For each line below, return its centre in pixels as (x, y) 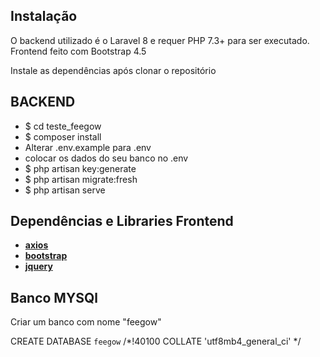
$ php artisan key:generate (80, 168)
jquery (38, 266)
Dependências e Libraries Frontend (122, 221)
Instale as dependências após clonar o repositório (113, 70)
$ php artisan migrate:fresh (81, 179)
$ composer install (63, 136)
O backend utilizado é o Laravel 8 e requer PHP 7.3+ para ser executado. (160, 40)
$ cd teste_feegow (63, 126)
